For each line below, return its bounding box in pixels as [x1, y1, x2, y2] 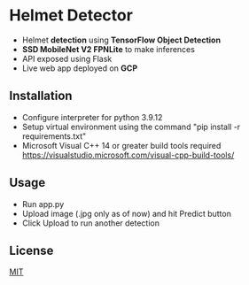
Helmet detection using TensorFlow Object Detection [21, 35, 222, 45]
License [9, 243, 54, 258]
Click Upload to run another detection [21, 218, 160, 228]
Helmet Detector [9, 5, 133, 26]
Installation [9, 89, 73, 104]
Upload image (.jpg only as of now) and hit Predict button [21, 208, 232, 219]
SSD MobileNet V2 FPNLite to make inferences [21, 43, 195, 54]
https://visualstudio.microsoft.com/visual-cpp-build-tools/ [21, 150, 235, 160]
